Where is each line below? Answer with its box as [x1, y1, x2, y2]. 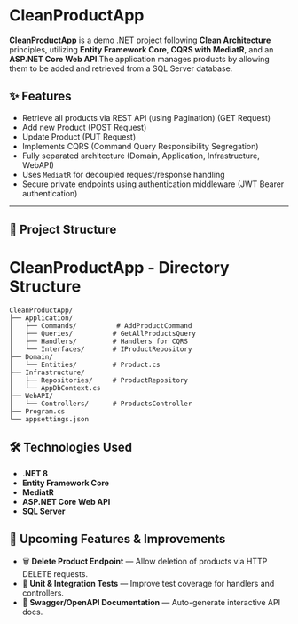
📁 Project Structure [9, 222, 117, 237]
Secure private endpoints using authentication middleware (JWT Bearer [21, 179, 285, 189]
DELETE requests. [21, 568, 89, 579]
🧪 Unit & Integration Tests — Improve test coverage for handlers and [21, 578, 275, 588]
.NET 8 [21, 468, 49, 478]
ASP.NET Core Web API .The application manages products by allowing [9, 53, 271, 64]
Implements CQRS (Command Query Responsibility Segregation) [21, 140, 259, 151]
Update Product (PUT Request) [21, 131, 136, 142]
